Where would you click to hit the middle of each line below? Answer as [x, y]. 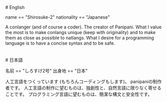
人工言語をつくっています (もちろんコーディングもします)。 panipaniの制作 [83, 81]
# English [15, 7]
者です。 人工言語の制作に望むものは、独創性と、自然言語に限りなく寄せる [83, 88]
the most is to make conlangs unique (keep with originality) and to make [80, 32]
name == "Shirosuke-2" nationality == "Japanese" [58, 17]
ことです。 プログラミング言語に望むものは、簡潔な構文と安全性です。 [79, 94]
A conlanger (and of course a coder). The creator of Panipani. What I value [83, 27]
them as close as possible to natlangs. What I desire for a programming [80, 38]
